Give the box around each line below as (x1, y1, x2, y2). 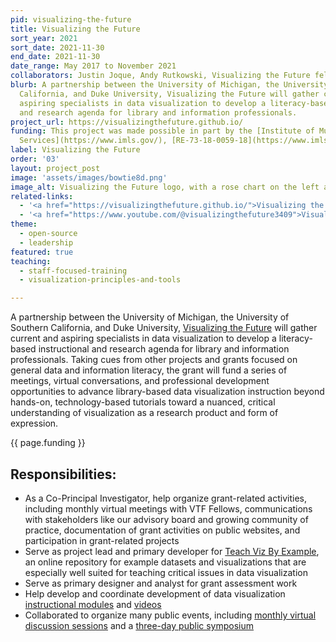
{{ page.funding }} (10, 437, 86, 449)
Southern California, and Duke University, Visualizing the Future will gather (10, 322, 318, 334)
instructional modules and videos (24, 598, 162, 610)
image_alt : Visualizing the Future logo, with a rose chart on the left (10, 182, 320, 192)
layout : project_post (10, 163, 101, 173)
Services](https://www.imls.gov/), (19, 136, 168, 146)
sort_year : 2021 (10, 33, 78, 43)
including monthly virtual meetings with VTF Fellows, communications (24, 502, 313, 515)
